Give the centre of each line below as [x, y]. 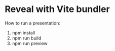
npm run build [27, 38]
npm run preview [30, 43]
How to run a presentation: [33, 23]
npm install [24, 32]
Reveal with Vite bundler [57, 9]
